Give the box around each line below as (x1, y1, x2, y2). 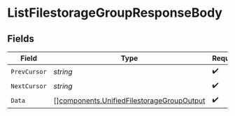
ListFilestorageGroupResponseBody (7, 5, 222, 21)
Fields (7, 33, 35, 45)
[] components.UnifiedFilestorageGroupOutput (53, 96, 206, 106)
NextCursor (10, 82, 47, 90)
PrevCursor (10, 68, 47, 75)
